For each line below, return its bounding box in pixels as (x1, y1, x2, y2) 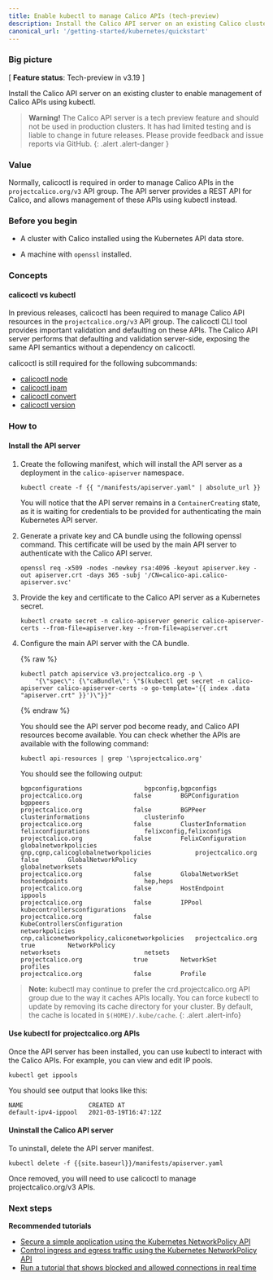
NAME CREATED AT (8, 1101, 126, 1109)
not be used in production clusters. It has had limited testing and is (28, 121, 252, 131)
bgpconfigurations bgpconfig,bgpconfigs (19, 784, 218, 793)
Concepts (8, 270, 49, 281)
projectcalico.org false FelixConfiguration (19, 834, 246, 842)
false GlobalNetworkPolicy (19, 856, 137, 864)
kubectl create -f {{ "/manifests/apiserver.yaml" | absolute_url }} (19, 483, 262, 491)
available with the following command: (19, 738, 149, 748)
